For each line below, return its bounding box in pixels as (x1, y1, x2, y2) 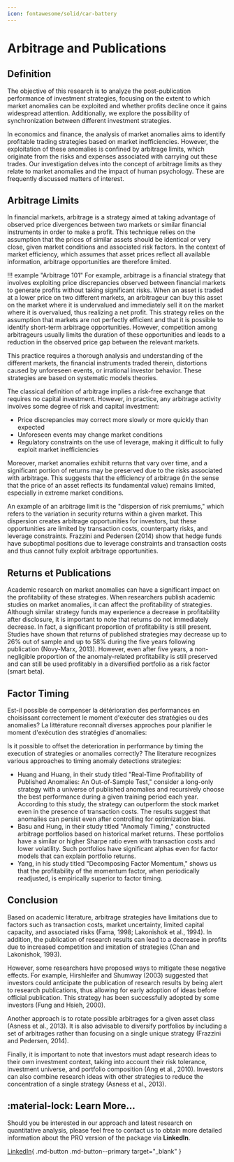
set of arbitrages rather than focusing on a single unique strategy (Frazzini (7, 1029, 221, 1038)
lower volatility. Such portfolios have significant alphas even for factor (17, 845, 219, 853)
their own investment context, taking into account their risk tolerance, (7, 1057, 207, 1066)
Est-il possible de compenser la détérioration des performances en (7, 706, 200, 715)
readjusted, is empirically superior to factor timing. (17, 874, 163, 883)
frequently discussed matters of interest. (7, 174, 124, 182)
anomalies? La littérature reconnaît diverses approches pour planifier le (7, 721, 212, 729)
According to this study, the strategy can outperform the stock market (17, 800, 219, 808)
